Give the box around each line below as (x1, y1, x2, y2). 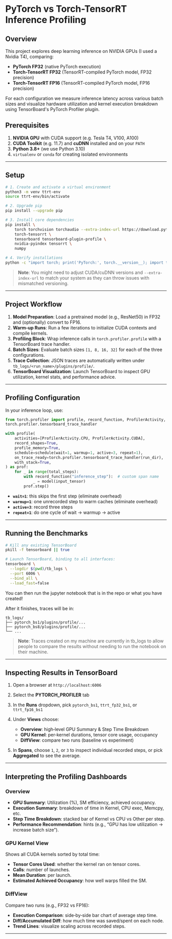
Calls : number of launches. (12, 867, 70, 873)
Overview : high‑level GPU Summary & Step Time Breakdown (20, 726, 149, 732)
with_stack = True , (14, 459, 52, 465)
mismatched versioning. (17, 280, 69, 286)
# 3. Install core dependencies (5, 217, 74, 223)
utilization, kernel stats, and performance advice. (12, 374, 116, 380)
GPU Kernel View (5, 839, 49, 846)
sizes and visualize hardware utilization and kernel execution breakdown (5, 101, 158, 107)
